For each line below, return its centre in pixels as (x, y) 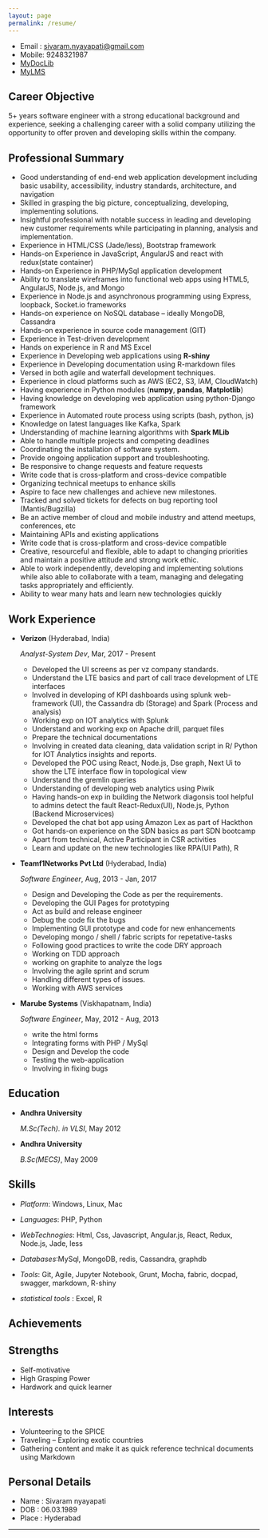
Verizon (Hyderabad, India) (65, 638)
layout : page (30, 16)
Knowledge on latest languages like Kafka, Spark (100, 424)
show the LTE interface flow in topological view (109, 771)
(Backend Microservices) (73, 814)
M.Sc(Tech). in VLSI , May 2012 (70, 1128)
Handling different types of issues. (89, 979)
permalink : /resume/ (43, 23)
